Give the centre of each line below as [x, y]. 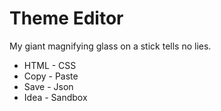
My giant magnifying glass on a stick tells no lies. [110, 46]
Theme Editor [66, 18]
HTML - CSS [50, 65]
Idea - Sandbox [55, 97]
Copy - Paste [51, 76]
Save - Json [48, 86]
